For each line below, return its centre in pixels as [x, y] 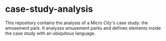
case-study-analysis [49, 9]
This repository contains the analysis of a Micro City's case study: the [77, 23]
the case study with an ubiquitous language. [50, 33]
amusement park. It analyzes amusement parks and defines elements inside [83, 28]
